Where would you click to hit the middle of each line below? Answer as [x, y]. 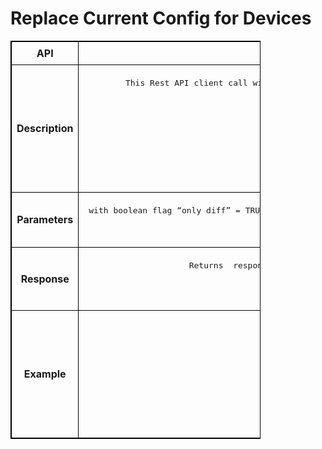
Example [45, 374]
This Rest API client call [186, 82]
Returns [206, 265]
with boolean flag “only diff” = [164, 210]
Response [45, 279]
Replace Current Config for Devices [161, 18]
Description [45, 129]
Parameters [45, 220]
